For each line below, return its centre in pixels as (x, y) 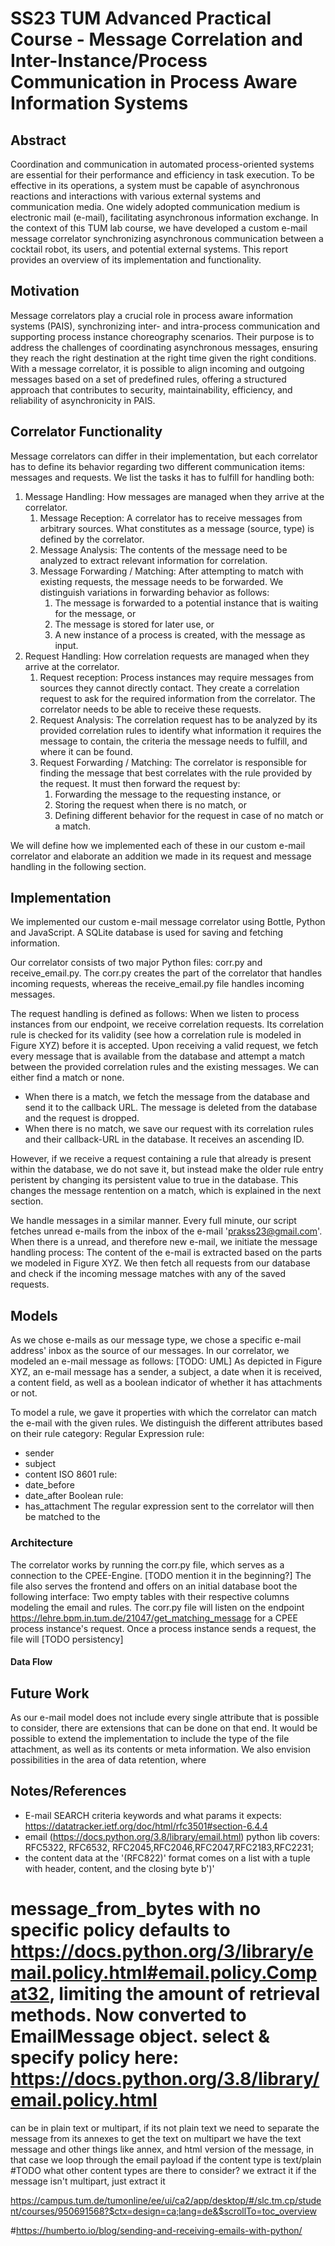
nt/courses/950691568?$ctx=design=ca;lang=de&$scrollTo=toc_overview (163, 2211)
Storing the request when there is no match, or (150, 804)
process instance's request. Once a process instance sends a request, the (163, 1628)
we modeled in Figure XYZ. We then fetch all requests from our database (160, 1263)
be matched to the (62, 1517)
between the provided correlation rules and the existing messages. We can (165, 1067)
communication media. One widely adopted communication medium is (155, 206)
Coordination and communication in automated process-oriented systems (162, 164)
